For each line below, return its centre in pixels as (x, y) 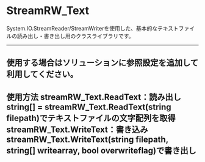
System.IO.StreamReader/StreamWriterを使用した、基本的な (82, 28)
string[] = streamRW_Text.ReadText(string (89, 107)
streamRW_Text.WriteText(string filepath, (88, 139)
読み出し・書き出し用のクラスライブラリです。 (75, 36)
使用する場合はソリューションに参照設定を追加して (102, 63)
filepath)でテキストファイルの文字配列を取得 (91, 118)
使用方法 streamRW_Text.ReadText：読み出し (94, 97)
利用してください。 (42, 74)
